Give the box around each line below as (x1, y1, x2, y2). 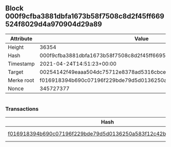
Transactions (5, 105, 39, 112)
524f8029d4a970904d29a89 (5, 20, 102, 28)
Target (8, 68, 24, 75)
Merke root (8, 76, 35, 83)
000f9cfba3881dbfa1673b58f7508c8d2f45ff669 (5, 12, 164, 21)
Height (8, 43, 24, 50)
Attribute (10, 35, 33, 42)
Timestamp (8, 60, 35, 67)
